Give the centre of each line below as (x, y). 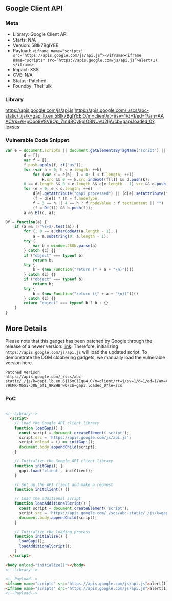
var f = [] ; (37, 160)
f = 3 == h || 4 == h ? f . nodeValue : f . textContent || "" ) (98, 203)
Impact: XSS (26, 69)
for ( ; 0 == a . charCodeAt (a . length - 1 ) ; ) (71, 231)
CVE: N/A (23, 75)
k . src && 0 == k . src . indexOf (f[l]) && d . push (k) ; (96, 179)
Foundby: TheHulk (32, 86)
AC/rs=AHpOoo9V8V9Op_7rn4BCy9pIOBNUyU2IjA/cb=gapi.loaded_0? (80, 121)
